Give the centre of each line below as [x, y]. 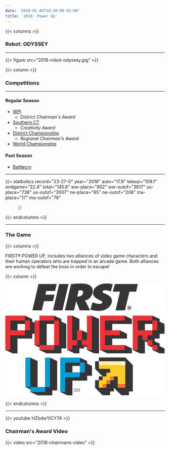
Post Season [19, 155]
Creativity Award [38, 128]
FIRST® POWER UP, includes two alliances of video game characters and [81, 256]
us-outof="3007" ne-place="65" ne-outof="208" [84, 192]
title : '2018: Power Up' [31, 16]
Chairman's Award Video [37, 431]
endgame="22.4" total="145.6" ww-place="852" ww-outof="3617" [75, 187]
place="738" [18, 192]
